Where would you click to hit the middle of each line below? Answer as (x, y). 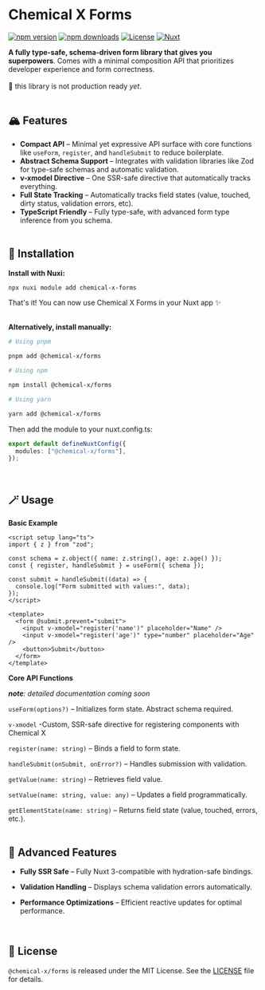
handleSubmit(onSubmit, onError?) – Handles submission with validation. (128, 764)
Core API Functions (41, 678)
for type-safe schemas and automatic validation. (99, 169)
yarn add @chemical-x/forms (55, 414)
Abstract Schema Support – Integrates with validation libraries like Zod (137, 160)
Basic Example (33, 523)
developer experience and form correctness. (82, 69)
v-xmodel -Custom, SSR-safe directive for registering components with (124, 724)
